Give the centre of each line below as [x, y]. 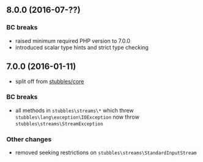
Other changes [29, 139]
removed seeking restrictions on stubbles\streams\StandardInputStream [106, 153]
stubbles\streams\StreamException [59, 124]
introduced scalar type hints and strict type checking [82, 47]
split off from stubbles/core [50, 81]
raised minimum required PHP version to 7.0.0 [72, 41]
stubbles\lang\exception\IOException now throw [77, 117]
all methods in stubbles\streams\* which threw [74, 110]
